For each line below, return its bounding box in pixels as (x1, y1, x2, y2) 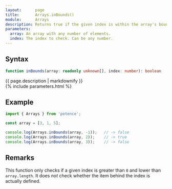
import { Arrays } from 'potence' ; (5, 111, 81, 116)
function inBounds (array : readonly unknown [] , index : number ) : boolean (5, 68, 161, 74)
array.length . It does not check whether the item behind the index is (5, 172, 150, 179)
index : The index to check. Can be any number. (10, 36, 114, 41)
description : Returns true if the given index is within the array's (5, 21, 157, 27)
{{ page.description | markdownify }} (5, 78, 83, 84)
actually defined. (5, 178, 41, 184)
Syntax (5, 55, 29, 64)
